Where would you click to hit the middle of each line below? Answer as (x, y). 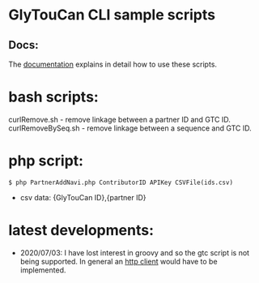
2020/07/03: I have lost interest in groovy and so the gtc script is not (134, 252)
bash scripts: (53, 97)
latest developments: (81, 231)
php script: (46, 161)
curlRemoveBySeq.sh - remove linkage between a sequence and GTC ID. (130, 128)
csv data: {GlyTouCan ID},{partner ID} (83, 197)
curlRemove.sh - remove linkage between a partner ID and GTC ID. (119, 119)
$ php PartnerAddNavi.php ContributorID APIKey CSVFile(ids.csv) (121, 182)
